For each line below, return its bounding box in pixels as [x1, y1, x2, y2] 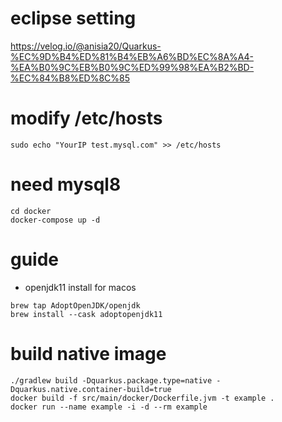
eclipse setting [10, 7, 137, 30]
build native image [10, 342, 167, 365]
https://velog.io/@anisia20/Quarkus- [10, 40, 162, 52]
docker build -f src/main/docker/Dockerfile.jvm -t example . [10, 393, 275, 403]
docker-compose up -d [10, 215, 101, 225]
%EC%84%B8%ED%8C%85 [10, 72, 131, 84]
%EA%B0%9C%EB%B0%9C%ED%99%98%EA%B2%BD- [10, 61, 255, 73]
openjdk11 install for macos [24, 281, 137, 293]
